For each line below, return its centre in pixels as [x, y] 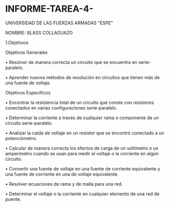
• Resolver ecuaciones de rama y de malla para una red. [64, 184]
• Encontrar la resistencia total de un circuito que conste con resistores [80, 102]
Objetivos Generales [27, 52]
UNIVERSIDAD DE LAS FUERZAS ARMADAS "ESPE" [59, 23]
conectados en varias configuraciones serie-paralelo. [61, 108]
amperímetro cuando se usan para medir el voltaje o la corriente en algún [82, 153]
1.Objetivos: [17, 42]
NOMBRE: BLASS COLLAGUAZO [39, 32]
